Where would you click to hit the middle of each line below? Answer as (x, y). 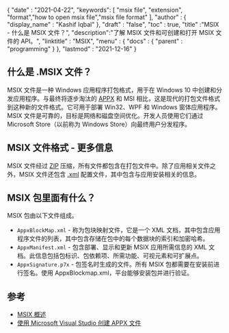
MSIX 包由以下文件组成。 (42, 216)
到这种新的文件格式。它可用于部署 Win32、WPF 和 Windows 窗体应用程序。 (114, 107)
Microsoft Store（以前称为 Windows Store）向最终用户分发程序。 (99, 124)
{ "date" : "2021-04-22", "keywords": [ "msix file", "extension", (95, 10)
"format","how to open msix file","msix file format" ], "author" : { (97, 17)
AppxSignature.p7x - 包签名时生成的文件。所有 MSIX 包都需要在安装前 (115, 264)
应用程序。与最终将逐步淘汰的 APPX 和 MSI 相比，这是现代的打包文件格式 (117, 98)
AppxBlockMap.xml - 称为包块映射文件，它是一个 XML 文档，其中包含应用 (119, 230)
